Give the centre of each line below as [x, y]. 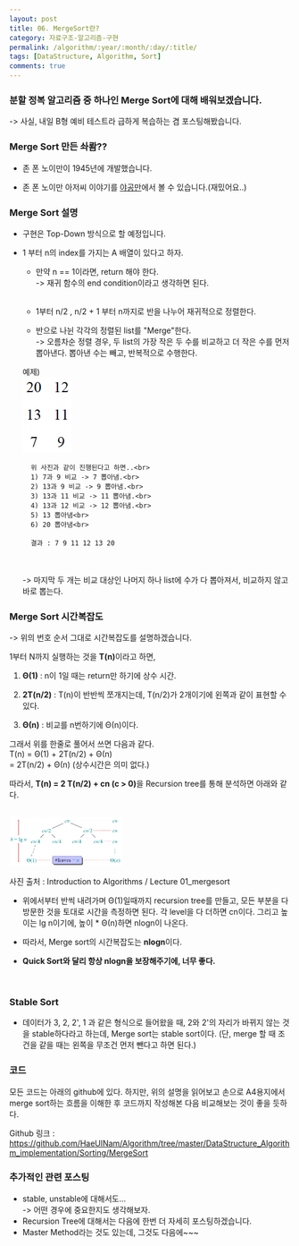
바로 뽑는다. [43, 591]
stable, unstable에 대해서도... [74, 1199]
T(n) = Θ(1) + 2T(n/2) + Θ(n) [61, 754]
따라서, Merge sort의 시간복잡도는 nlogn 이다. [102, 942]
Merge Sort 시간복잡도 [57, 616]
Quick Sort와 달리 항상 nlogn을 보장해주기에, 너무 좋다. [119, 960]
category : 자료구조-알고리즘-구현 [64, 38]
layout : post [33, 19]
